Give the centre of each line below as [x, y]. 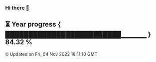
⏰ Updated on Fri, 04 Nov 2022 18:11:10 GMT [51, 54]
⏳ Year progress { [33, 24]
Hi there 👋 [17, 8]
